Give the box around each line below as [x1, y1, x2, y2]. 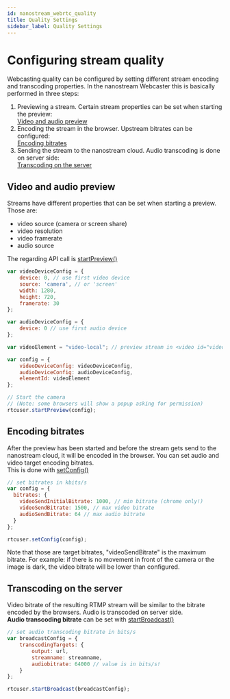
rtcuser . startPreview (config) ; [7, 406, 97, 413]
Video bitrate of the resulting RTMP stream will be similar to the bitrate [7, 601, 205, 609]
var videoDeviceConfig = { [7, 268, 84, 275]
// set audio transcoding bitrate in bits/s [7, 628, 136, 636]
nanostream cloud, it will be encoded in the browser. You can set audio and [7, 451, 220, 459]
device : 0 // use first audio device [19, 325, 127, 332]
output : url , [31, 648, 69, 654]
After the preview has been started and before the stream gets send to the [7, 443, 217, 452]
